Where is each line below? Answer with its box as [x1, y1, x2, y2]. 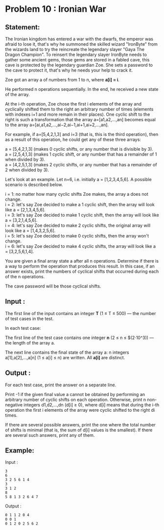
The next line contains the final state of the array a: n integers [5, 349, 129, 355]
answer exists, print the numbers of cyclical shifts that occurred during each [5, 268, 159, 274]
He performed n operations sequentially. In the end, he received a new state [5, 86, 159, 92]
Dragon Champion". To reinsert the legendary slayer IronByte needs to [5, 52, 147, 57]
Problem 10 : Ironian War [5, 3, 106, 15]
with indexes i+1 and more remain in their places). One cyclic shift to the [5, 111, 150, 117]
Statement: [5, 23, 40, 31]
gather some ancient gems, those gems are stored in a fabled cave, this [5, 57, 150, 62]
